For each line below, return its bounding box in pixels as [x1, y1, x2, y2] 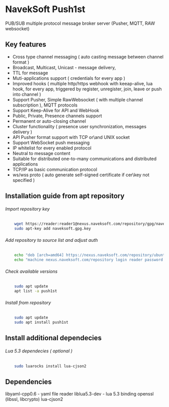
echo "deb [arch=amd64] [14, 252, 64, 258]
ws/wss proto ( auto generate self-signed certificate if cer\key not [12, 172, 149, 178]
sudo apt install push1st [14, 320, 69, 325]
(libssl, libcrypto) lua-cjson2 [5, 396, 63, 402]
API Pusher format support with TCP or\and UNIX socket [12, 134, 130, 140]
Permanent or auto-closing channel [12, 118, 87, 124]
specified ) [12, 177, 35, 183]
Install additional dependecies [5, 334, 102, 342]
